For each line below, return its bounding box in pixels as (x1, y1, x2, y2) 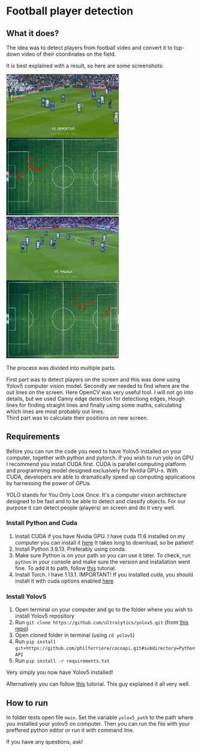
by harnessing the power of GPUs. (6, 479, 92, 486)
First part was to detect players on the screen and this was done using (6, 376, 181, 383)
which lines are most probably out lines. (6, 408, 105, 415)
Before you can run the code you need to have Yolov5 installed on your (6, 447, 182, 455)
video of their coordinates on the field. (21, 51, 116, 58)
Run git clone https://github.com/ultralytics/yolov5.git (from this (14, 619, 189, 626)
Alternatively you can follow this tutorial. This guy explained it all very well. (6, 681, 190, 688)
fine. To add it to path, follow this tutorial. (14, 564, 116, 572)
